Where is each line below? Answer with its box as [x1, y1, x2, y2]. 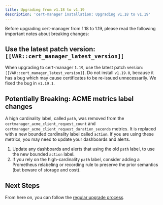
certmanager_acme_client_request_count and [5, 121, 96, 126]
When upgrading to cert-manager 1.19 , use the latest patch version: [5, 65, 143, 71]
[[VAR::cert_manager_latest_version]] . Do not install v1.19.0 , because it [5, 70, 154, 76]
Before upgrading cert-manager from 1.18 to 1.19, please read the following [5, 25, 156, 31]
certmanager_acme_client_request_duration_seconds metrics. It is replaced [5, 126, 156, 132]
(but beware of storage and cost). [12, 167, 81, 173]
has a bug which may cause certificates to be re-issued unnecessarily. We [5, 75, 157, 81]
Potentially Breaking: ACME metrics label [5, 94, 134, 103]
